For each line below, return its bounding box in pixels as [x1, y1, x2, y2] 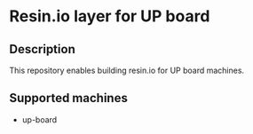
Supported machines [9, 91, 129, 106]
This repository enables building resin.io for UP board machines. [9, 65, 245, 75]
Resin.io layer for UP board [9, 6, 210, 27]
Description [9, 42, 75, 57]
